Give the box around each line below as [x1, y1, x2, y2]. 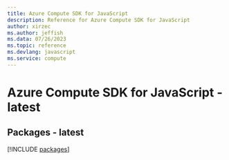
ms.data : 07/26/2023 [7, 36, 67, 43]
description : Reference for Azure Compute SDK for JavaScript [7, 17, 190, 23]
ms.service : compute [7, 55, 67, 62]
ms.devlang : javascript [7, 49, 76, 56]
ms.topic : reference [7, 42, 67, 49]
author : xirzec [7, 23, 51, 30]
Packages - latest [7, 127, 84, 139]
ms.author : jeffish [7, 29, 64, 37]
